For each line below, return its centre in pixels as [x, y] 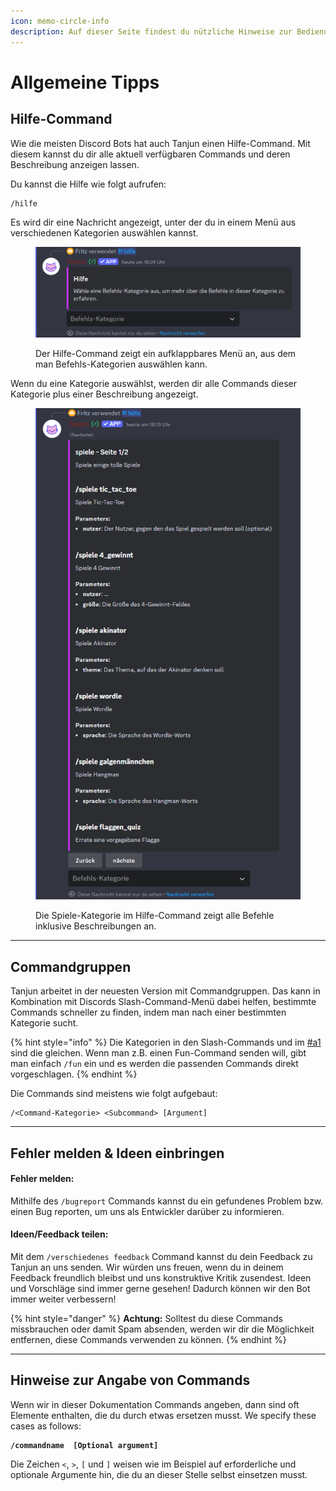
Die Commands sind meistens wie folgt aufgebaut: [114, 1094]
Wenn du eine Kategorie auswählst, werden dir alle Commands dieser [154, 383]
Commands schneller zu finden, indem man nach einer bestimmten [148, 1012]
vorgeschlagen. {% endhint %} [74, 1074]
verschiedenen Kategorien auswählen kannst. [104, 232]
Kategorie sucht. [44, 1023]
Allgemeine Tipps [85, 82]
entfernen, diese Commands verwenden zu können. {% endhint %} [148, 1339]
